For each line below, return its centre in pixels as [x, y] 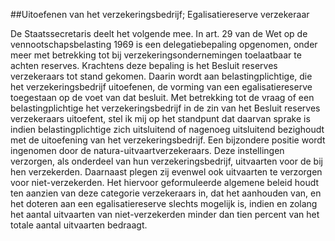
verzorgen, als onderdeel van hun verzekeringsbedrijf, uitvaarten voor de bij [166, 161]
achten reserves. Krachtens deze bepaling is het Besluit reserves [144, 65]
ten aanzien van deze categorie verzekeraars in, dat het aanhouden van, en [166, 193]
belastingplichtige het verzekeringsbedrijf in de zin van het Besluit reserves [165, 108]
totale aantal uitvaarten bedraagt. [79, 225]
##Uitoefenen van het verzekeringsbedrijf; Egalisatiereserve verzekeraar [160, 14]
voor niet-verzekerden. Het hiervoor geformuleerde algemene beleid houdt [165, 182]
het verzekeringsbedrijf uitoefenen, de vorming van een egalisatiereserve [161, 87]
